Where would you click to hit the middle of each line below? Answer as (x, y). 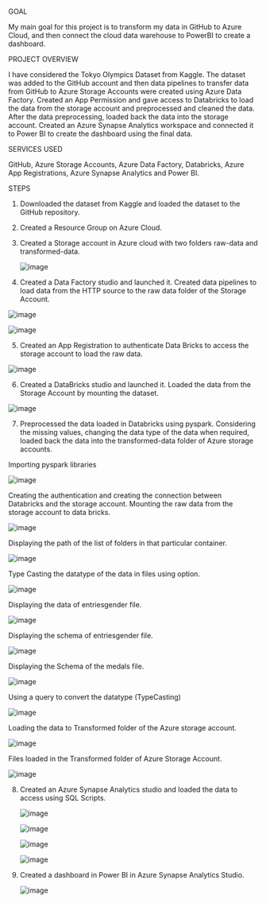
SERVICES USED (36, 149)
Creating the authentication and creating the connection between (115, 495)
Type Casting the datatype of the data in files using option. (104, 574)
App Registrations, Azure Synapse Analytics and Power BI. (104, 173)
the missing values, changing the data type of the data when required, (135, 432)
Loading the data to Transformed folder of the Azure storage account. (122, 728)
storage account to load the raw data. (81, 354)
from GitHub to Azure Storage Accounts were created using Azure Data (125, 91)
